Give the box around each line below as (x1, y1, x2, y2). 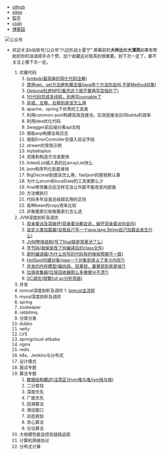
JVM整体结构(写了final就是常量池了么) (26, 239, 103, 245)
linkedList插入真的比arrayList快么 (26, 160, 93, 165)
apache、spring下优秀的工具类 (26, 106, 88, 111)
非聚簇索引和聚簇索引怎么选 (26, 209, 82, 214)
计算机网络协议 (19, 437, 49, 443)
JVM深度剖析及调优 (19, 215, 59, 220)
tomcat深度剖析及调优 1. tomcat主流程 (19, 288, 96, 293)
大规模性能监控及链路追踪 (19, 432, 71, 437)
